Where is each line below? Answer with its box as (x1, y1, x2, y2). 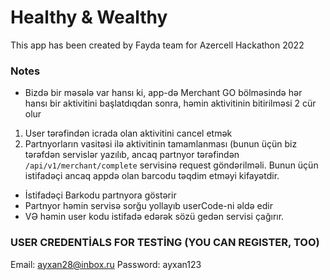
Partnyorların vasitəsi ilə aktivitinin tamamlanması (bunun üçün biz (24, 138, 298, 150)
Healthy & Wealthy (10, 6, 168, 29)
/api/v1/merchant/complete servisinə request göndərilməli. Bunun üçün (24, 159, 319, 171)
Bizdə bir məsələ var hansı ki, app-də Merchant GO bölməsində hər (24, 87, 303, 99)
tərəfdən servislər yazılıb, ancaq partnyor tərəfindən (24, 149, 240, 161)
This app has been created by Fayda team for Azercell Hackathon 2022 (10, 39, 305, 51)
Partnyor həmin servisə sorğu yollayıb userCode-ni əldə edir (24, 200, 273, 212)
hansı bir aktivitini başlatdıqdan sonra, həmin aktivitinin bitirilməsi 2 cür (24, 97, 317, 110)
